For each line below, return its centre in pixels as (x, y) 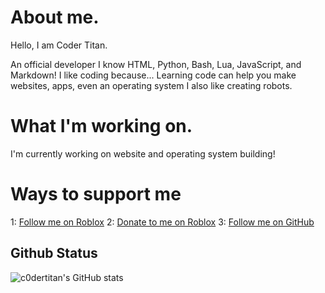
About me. (55, 17)
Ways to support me (96, 194)
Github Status (54, 253)
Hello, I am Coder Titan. (59, 45)
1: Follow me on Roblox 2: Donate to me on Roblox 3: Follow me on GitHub (162, 222)
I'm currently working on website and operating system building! (143, 153)
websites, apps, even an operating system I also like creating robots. (151, 85)
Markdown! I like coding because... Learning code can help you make (153, 75)
